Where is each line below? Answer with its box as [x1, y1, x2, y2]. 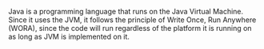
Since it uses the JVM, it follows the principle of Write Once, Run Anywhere [8, 15, 257, 24]
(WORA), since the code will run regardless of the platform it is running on [8, 24, 252, 32]
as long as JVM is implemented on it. [8, 32, 130, 41]
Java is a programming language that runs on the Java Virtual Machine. [8, 7, 244, 16]
